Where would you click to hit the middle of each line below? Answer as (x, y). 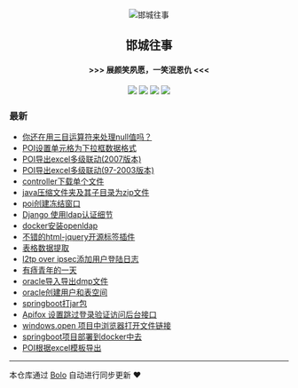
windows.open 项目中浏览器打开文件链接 (96, 325)
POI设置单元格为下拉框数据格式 (79, 147)
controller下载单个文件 (63, 181)
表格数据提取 (45, 248)
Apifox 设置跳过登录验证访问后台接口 (89, 314)
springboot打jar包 (54, 303)
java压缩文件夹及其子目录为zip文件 (86, 192)
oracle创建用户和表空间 (65, 292)
